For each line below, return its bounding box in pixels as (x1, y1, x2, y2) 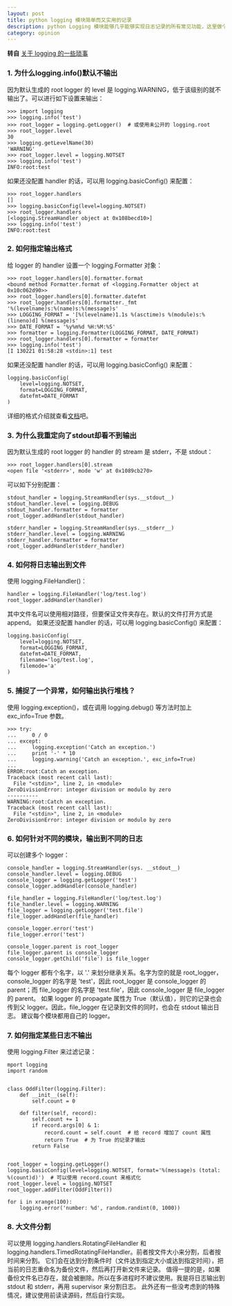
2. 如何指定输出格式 (7, 244, 72, 253)
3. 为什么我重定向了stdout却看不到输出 (7, 430, 137, 440)
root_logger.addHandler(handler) (7, 597, 104, 604)
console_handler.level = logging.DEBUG (7, 871, 122, 878)
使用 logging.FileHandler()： (7, 577, 88, 586)
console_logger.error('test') (7, 925, 95, 932)
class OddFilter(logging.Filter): (7, 1086, 107, 1093)
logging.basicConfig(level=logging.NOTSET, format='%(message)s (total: (7, 1167, 221, 1174)
